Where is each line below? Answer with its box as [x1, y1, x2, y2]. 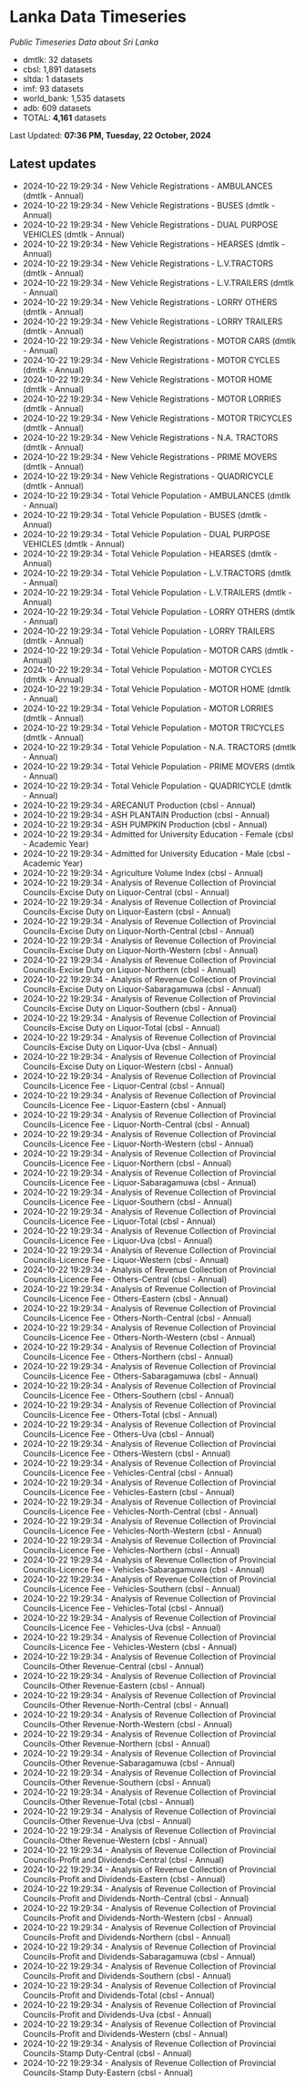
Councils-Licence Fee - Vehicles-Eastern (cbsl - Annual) [22, 1486, 235, 1497]
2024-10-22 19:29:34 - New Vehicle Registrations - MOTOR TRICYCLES [22, 412, 293, 423]
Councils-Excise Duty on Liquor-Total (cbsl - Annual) [22, 1022, 221, 1033]
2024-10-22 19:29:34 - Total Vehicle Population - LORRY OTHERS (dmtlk [22, 606, 296, 616]
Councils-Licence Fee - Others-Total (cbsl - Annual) [22, 1409, 219, 1420]
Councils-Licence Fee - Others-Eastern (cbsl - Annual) [22, 1293, 229, 1304]
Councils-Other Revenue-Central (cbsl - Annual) [22, 1660, 205, 1672]
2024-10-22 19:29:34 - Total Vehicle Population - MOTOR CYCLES [22, 664, 272, 675]
